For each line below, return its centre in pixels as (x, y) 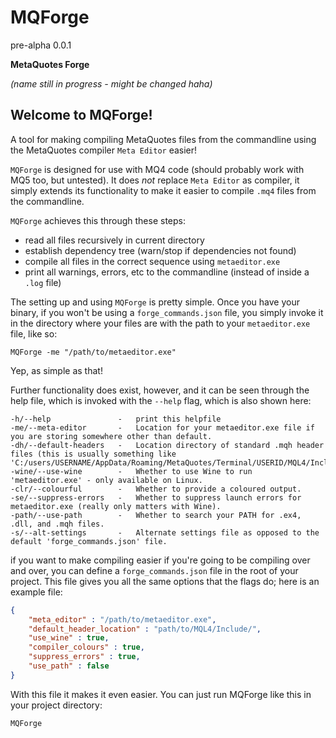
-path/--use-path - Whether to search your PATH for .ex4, (156, 515)
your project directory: (56, 705)
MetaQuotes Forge (50, 64)
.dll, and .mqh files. (57, 524)
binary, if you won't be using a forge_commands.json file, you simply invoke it (167, 312)
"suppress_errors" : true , (84, 657)
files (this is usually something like (93, 454)
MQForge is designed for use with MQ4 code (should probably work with (157, 169)
